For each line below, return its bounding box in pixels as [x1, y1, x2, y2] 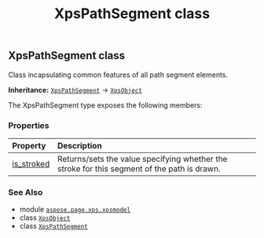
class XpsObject [19, 213, 71, 222]
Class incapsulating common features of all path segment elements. [8, 70, 229, 79]
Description [57, 140, 102, 151]
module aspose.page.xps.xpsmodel [19, 205, 131, 214]
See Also [8, 186, 43, 197]
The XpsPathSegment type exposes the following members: [8, 100, 203, 110]
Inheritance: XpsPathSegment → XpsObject [8, 85, 143, 94]
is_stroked [12, 158, 50, 169]
